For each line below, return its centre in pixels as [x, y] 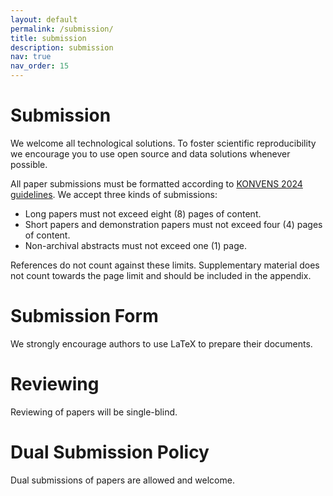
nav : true [31, 57]
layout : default [44, 19]
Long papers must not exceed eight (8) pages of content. [143, 213]
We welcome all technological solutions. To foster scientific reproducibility [163, 143]
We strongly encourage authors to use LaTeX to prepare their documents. [161, 343]
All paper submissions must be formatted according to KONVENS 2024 [156, 183]
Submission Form [84, 316]
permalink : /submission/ [62, 29]
